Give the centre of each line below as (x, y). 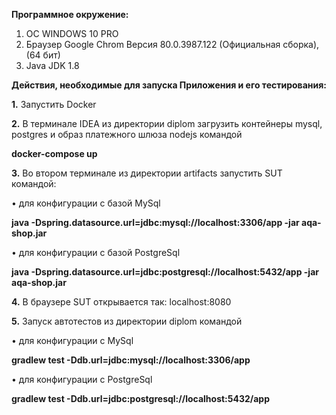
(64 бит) (43, 55)
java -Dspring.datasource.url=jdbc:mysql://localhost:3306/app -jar (155, 222)
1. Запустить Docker (54, 104)
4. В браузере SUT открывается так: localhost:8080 (121, 302)
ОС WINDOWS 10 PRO (72, 33)
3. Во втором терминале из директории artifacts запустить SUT (147, 173)
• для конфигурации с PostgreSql (82, 379)
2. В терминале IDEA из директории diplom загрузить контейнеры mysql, (167, 123)
